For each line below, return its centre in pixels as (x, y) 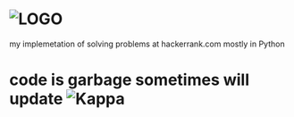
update (36, 99)
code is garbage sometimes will (130, 80)
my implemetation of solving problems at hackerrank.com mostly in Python (147, 44)
